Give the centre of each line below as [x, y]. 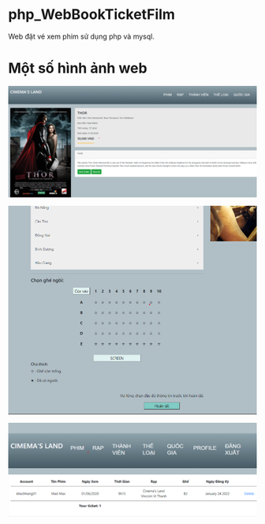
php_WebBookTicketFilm [92, 15]
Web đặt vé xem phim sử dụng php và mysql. [82, 36]
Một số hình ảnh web [78, 68]
